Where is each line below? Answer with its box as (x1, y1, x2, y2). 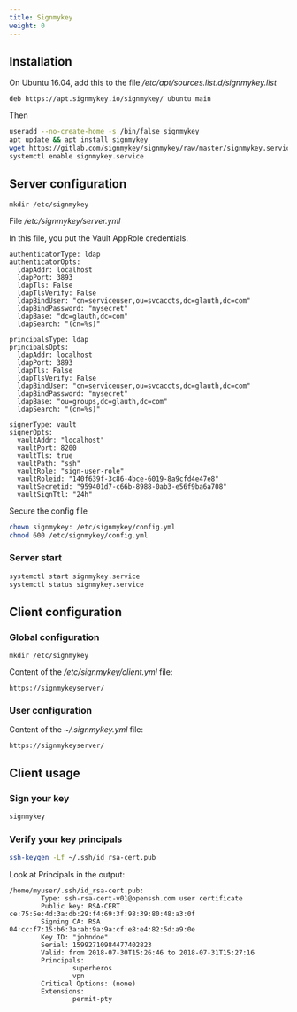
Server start (9, 552, 62, 564)
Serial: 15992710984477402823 (41, 940, 152, 950)
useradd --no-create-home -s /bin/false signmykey (9, 127, 200, 136)
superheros (72, 964, 113, 973)
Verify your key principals (9, 833, 123, 846)
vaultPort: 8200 (17, 444, 77, 452)
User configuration (9, 705, 93, 717)
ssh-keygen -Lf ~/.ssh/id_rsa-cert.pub (9, 854, 156, 862)
